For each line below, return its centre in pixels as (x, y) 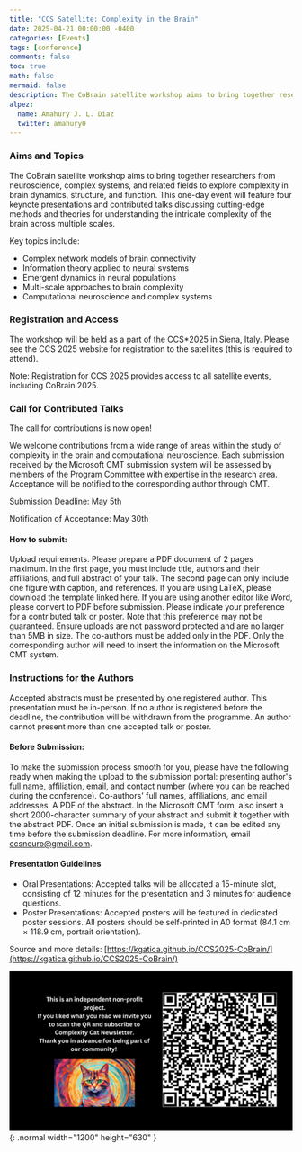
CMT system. (34, 655)
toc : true (28, 67)
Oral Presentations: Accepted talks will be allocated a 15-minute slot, (149, 884)
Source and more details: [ (58, 950)
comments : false (40, 57)
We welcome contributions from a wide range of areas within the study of (146, 446)
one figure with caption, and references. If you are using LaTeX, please (140, 588)
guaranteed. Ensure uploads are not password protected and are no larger (147, 626)
